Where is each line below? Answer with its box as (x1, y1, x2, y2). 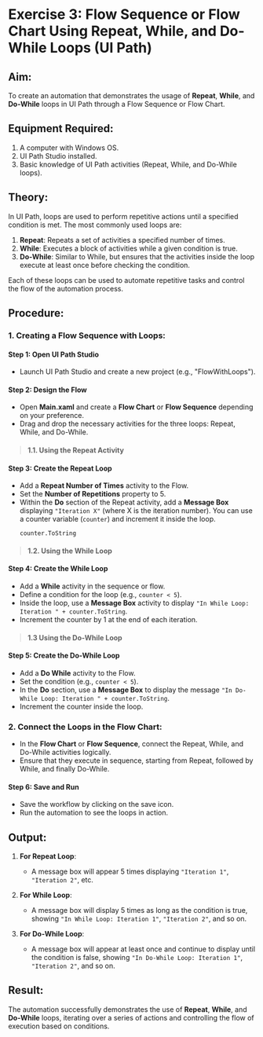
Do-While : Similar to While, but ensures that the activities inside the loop (19, 251, 255, 261)
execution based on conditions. (8, 1021, 110, 1031)
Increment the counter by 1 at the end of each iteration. (19, 614, 198, 624)
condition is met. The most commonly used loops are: (8, 220, 182, 229)
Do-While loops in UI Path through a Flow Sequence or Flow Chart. (8, 100, 225, 108)
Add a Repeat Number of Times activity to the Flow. (19, 481, 189, 490)
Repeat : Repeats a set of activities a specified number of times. (19, 235, 225, 244)
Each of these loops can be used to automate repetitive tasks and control (8, 275, 245, 284)
